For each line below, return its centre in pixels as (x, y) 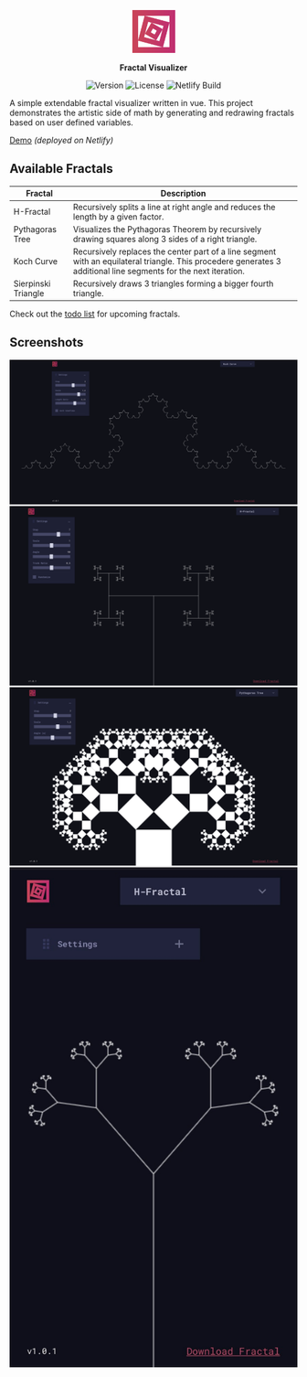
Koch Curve (36, 262)
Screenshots (47, 342)
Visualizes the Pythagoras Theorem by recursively (167, 229)
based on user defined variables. (72, 123)
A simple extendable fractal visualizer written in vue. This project (132, 103)
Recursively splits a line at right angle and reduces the (174, 207)
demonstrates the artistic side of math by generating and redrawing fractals (152, 112)
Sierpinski (32, 283)
